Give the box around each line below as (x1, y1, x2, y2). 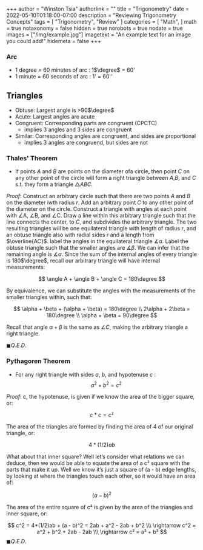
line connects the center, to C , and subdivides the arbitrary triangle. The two (6, 218, 197, 225)
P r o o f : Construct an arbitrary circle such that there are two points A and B (6, 193, 191, 200)
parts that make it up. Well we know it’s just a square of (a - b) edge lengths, (6, 466, 197, 473)
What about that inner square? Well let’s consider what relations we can (6, 453, 185, 461)
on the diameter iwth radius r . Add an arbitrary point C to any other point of (6, 199, 194, 206)
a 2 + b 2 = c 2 (90, 380, 122, 388)
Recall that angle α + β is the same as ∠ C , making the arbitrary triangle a (6, 323, 188, 331)
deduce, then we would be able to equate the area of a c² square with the (6, 459, 190, 467)
